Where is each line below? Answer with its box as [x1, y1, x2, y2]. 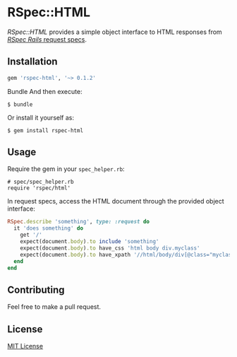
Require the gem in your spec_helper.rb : [7, 165, 125, 173]
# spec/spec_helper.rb [7, 178, 74, 186]
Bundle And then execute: [7, 87, 83, 95]
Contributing [7, 283, 65, 295]
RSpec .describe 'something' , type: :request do [7, 218, 150, 226]
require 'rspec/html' [7, 185, 71, 192]
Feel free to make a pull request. [7, 303, 101, 311]
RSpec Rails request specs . [7, 35, 87, 43]
